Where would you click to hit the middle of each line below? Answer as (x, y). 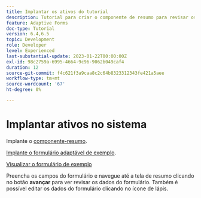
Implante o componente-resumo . (47, 141)
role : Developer (26, 45)
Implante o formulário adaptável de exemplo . (61, 153)
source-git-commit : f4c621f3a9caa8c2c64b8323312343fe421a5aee (85, 73)
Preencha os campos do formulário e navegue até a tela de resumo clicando (100, 176)
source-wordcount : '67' (36, 84)
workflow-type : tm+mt (33, 78)
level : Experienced (31, 51)
